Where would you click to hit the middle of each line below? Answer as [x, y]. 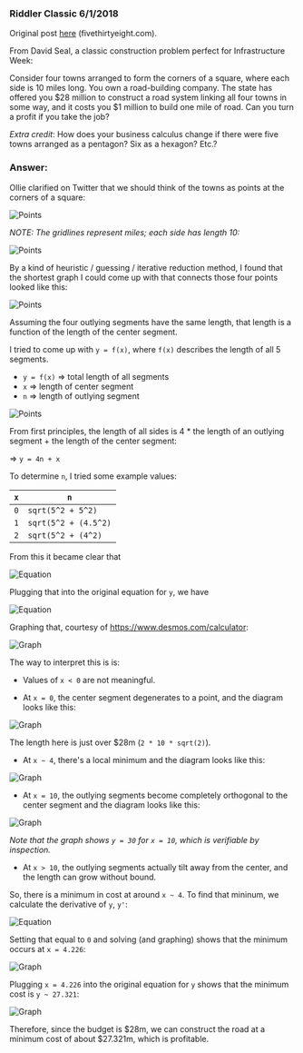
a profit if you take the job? [60, 117]
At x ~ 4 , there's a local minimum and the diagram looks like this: [144, 760]
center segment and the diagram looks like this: [111, 805]
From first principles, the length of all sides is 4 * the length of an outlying [147, 431]
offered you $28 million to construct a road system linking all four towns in [148, 97]
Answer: [29, 168]
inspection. [30, 849]
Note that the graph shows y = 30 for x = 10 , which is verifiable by [135, 839]
